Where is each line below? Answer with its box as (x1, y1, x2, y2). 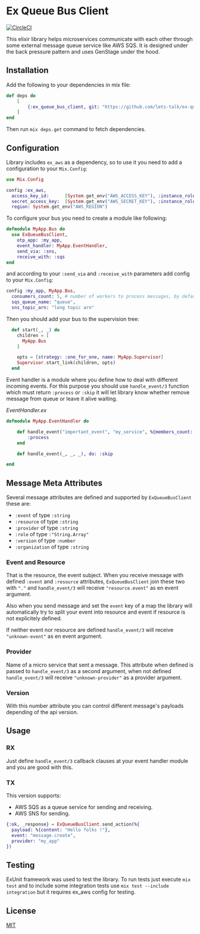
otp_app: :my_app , (17, 237, 62, 244)
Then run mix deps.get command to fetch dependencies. (6, 126, 146, 133)
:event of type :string (14, 512, 70, 519)
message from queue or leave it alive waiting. (6, 395, 118, 403)
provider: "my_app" (11, 838, 60, 844)
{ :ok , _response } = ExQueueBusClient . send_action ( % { (6, 821, 140, 827)
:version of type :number (14, 537, 76, 544)
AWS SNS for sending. (14, 810, 70, 817)
